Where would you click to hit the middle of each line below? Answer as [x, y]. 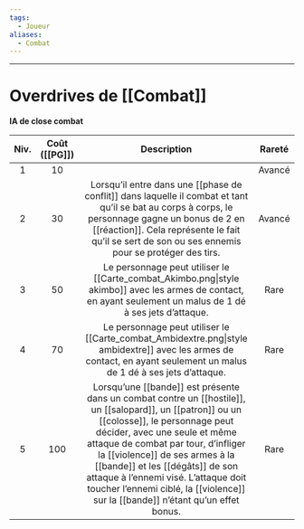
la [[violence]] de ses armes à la [166, 455]
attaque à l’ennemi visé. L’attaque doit [166, 477]
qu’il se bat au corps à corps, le [166, 207]
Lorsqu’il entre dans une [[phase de [166, 184]
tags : [19, 18]
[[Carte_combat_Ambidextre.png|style [166, 338]
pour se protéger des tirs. [166, 252]
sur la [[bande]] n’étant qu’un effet [166, 500]
